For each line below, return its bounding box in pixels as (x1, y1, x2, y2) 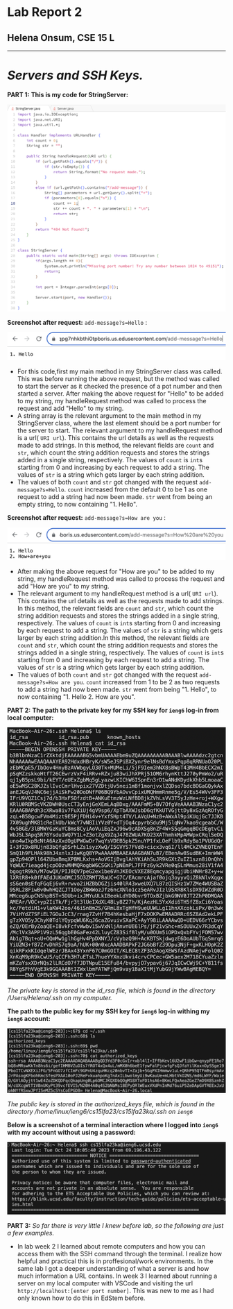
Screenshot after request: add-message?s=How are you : (7, 514, 166, 522)
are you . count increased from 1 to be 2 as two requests (61, 678, 221, 686)
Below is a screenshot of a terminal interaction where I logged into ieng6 (7, 1121, 218, 1129)
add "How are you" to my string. (17, 582, 110, 591)
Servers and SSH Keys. (7, 67, 144, 83)
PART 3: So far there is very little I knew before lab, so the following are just (7, 1222, 224, 1230)
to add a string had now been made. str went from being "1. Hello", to (17, 685, 217, 694)
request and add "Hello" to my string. (17, 404, 124, 413)
